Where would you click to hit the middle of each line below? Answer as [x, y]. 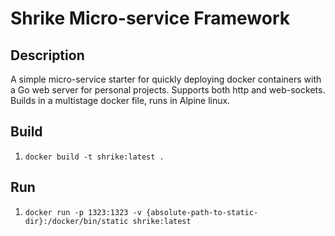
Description [47, 55]
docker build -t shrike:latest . [94, 157]
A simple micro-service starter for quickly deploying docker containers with [166, 79]
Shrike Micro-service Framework [150, 18]
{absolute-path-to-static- [202, 212]
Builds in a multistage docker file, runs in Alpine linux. [120, 100]
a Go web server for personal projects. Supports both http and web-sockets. [168, 90]
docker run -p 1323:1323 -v [83, 212]
